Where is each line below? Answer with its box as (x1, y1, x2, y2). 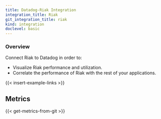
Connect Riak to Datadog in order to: (5, 54, 83, 61)
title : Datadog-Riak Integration (5, 7, 76, 13)
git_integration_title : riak (5, 17, 67, 22)
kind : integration (5, 21, 44, 27)
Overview (5, 43, 30, 50)
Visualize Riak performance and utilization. (12, 65, 102, 71)
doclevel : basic (5, 26, 40, 32)
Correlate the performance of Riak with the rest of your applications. (12, 70, 156, 76)
